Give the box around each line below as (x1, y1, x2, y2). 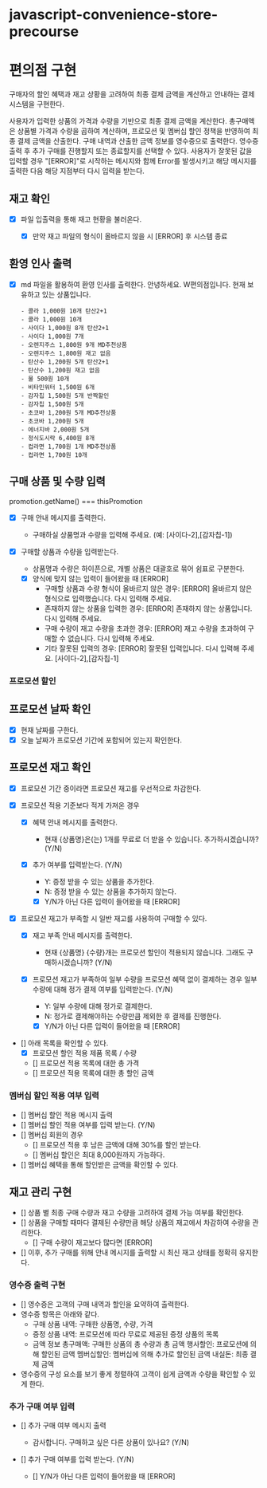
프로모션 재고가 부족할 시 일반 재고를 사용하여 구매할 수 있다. (20, 913, 207, 923)
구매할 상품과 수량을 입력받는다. (20, 546, 118, 556)
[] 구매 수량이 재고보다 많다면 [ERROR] (32, 1238, 153, 1247)
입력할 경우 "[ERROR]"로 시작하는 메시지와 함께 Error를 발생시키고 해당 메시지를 (9, 156, 257, 166)
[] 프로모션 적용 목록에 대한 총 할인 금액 (32, 1069, 154, 1078)
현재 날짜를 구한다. (20, 725, 79, 734)
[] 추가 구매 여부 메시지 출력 (20, 1420, 106, 1430)
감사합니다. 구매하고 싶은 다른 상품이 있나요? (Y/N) (32, 1437, 190, 1447)
